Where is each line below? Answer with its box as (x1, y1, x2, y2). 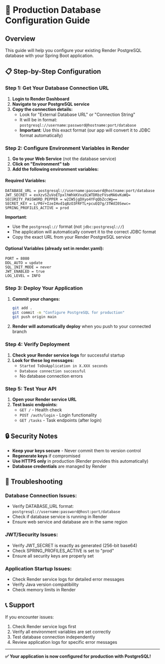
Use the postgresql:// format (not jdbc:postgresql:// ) (12, 223, 124, 230)
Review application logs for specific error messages (12, 639, 117, 645)
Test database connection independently (12, 634, 95, 640)
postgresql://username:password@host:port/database (12, 509, 120, 515)
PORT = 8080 (5, 256, 29, 261)
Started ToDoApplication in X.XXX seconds (19, 363, 108, 368)
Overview (5, 34, 36, 43)
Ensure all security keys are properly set (12, 553, 94, 559)
